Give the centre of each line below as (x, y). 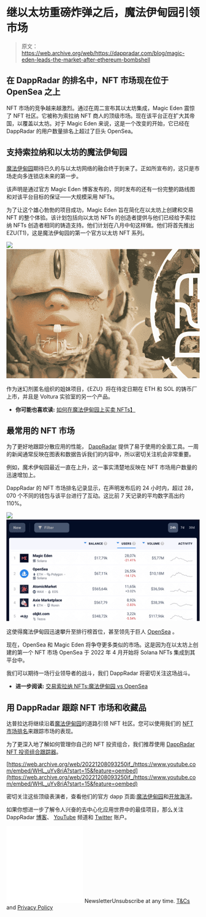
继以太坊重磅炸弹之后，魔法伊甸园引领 (103, 13)
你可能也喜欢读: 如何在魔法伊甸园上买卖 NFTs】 (75, 409)
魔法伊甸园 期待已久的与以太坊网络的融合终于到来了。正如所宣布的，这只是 (100, 168)
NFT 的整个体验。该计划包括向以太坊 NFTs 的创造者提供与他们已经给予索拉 (101, 217)
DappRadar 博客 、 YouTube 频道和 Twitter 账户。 (68, 817)
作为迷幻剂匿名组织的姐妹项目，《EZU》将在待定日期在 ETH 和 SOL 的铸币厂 (102, 388)
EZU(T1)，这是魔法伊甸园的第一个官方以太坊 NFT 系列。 (77, 233)
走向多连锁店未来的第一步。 (46, 176)
